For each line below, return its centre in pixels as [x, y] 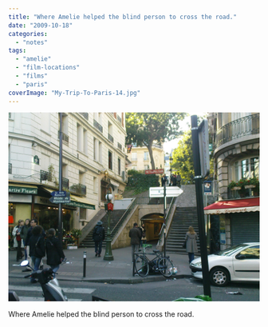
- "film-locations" [48, 68]
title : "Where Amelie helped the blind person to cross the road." [123, 17]
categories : [28, 34]
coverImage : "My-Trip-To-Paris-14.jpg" [75, 93]
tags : [17, 51]
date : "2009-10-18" [41, 25]
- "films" [32, 76]
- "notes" [32, 42]
